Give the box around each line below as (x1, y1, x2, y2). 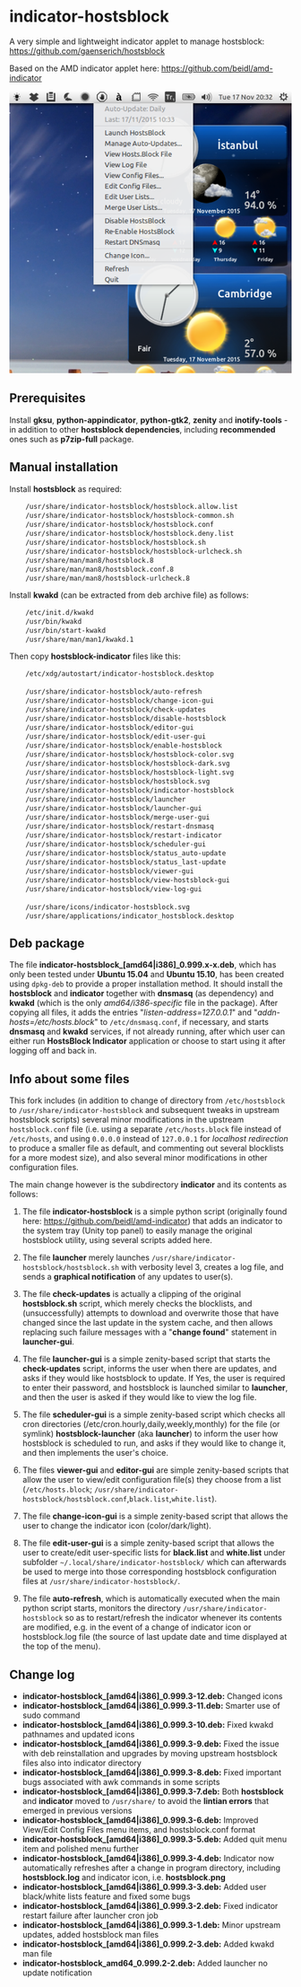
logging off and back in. (9, 1046, 97, 1056)
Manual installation (9, 460, 119, 475)
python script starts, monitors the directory (21, 1603, 182, 1614)
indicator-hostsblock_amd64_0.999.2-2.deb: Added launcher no (21, 1958, 269, 1968)
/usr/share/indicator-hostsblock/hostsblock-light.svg (25, 767, 235, 777)
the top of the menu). (21, 1641, 101, 1652)
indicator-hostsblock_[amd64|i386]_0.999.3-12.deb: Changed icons (21, 1691, 283, 1702)
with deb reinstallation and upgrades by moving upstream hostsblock (21, 1748, 278, 1758)
